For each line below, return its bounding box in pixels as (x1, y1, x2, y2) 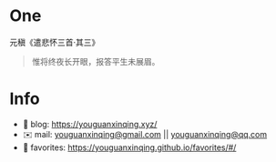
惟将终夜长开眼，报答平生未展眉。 (31, 56, 160, 66)
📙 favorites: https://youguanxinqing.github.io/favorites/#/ (22, 142, 237, 153)
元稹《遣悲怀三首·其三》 (9, 36, 100, 47)
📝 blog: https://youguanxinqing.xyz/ (22, 118, 158, 129)
